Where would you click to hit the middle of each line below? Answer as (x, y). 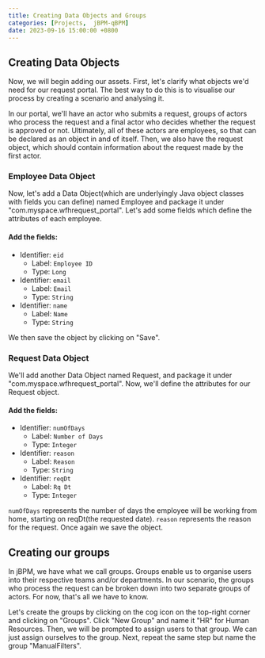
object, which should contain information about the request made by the (126, 147)
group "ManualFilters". (45, 646)
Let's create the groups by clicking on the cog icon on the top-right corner (129, 612)
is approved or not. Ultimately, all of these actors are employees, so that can (132, 131)
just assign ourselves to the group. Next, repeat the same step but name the (132, 637)
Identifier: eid (42, 254)
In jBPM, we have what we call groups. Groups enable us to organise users (130, 571)
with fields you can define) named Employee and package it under (116, 202)
